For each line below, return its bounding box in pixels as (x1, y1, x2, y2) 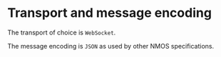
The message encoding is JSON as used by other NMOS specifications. (7, 42, 215, 50)
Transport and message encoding (7, 5, 212, 21)
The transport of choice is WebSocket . (7, 28, 116, 37)
